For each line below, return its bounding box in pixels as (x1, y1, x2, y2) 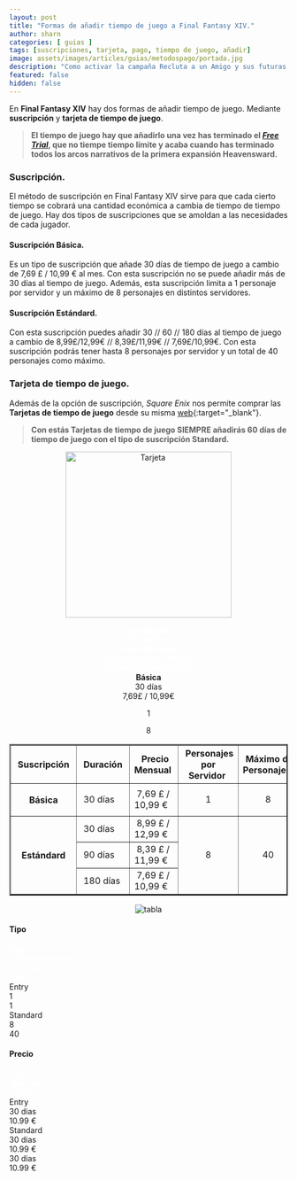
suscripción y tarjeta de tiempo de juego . (9, 113, 164, 123)
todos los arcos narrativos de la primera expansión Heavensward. (30, 148, 278, 159)
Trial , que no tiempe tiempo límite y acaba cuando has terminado (30, 139, 275, 150)
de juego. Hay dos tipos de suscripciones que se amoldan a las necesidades (9, 209, 288, 220)
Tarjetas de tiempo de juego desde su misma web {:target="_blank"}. (9, 407, 263, 417)
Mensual (133, 764, 172, 776)
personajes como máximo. (9, 355, 106, 366)
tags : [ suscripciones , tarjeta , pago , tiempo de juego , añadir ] (9, 46, 251, 55)
